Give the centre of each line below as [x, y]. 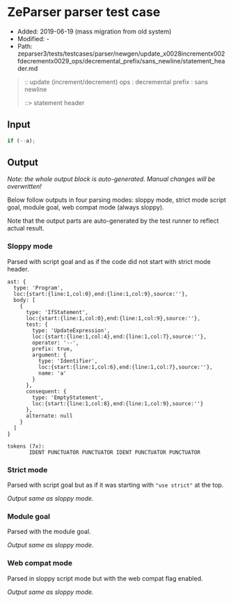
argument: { [50, 355]
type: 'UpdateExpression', [71, 330]
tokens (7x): [26, 446]
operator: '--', [56, 343]
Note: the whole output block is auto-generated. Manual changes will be [111, 179]
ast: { [17, 282]
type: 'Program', [39, 288]
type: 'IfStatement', [57, 312]
